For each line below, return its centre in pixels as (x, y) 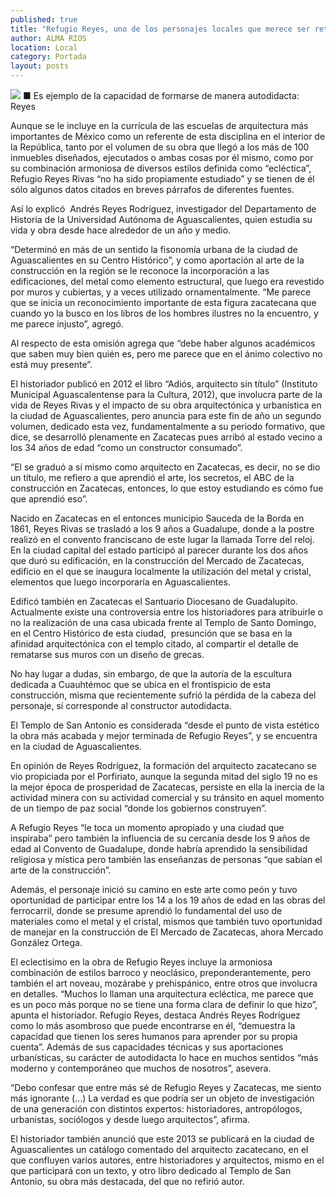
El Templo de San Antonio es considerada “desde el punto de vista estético (165, 725)
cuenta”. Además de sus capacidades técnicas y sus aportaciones (147, 1047)
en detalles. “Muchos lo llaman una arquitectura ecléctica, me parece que (162, 994)
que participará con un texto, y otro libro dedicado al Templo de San (151, 1170)
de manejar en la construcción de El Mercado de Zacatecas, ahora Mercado (167, 932)
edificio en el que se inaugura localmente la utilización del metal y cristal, (161, 571)
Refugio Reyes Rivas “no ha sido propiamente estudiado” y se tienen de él (162, 179)
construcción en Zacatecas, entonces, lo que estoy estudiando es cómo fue (167, 488)
